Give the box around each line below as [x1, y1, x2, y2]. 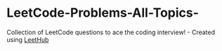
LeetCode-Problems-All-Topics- [6, 5, 200, 21]
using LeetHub [6, 35, 49, 43]
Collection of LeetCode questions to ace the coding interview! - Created [6, 28, 216, 36]
